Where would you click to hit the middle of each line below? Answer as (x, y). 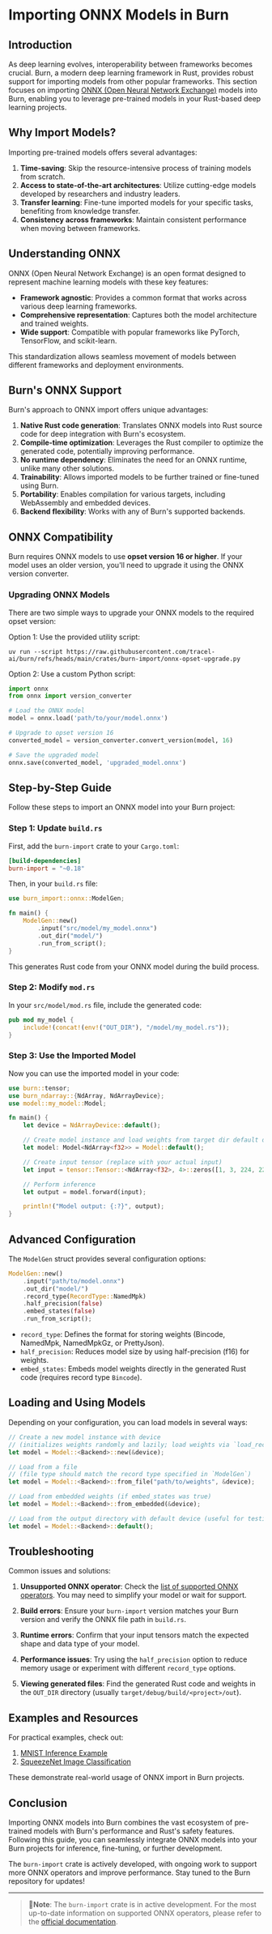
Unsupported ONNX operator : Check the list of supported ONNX (129, 1586)
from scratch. (42, 177)
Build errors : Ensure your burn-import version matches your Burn (129, 1611)
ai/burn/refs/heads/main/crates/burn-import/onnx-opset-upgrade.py (125, 659)
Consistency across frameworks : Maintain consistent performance (133, 220)
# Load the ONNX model (47, 711)
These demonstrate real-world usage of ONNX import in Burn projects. (127, 1778)
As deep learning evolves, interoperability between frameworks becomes (131, 64)
